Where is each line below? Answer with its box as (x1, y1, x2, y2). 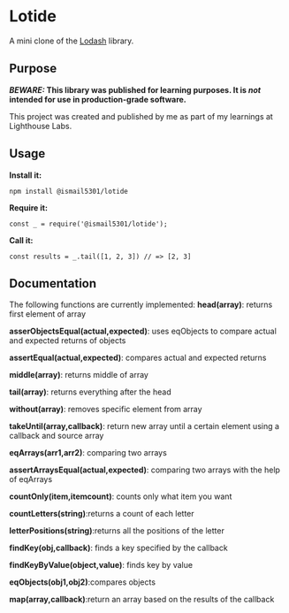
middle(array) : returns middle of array (9, 370, 148, 380)
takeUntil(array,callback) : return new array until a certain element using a (9, 421, 280, 432)
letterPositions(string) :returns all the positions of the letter (9, 525, 225, 536)
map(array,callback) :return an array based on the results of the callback (9, 594, 275, 605)
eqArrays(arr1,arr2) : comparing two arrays (9, 448, 168, 458)
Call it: (9, 234, 34, 245)
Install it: (9, 170, 42, 180)
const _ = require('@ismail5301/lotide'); (9, 219, 168, 228)
